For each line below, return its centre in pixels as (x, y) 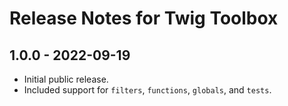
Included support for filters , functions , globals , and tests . (147, 90)
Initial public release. (66, 79)
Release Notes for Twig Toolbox (144, 18)
